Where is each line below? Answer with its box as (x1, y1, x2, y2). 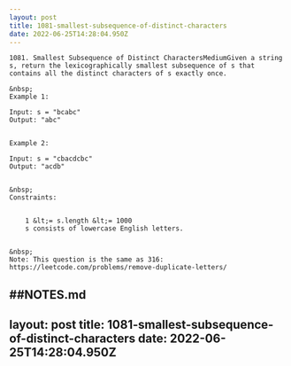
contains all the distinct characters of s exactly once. (9, 69, 227, 78)
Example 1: (9, 92, 50, 102)
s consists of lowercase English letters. (25, 224, 184, 233)
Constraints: (9, 193, 57, 202)
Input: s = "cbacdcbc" (9, 154, 93, 164)
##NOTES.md (9, 287, 87, 302)
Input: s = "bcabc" (9, 108, 81, 117)
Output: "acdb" (9, 162, 65, 171)
